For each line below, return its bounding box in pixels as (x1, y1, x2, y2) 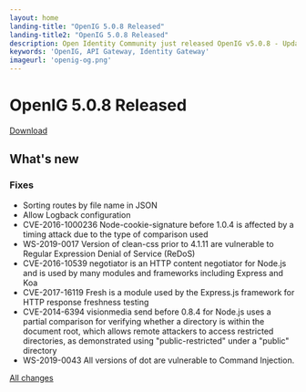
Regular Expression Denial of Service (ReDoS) (22, 248, 196, 259)
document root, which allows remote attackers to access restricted (22, 325, 274, 336)
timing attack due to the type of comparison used (22, 229, 209, 240)
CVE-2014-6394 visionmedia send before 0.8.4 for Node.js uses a (22, 306, 271, 317)
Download (9, 125, 48, 136)
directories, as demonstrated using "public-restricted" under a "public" (22, 335, 290, 346)
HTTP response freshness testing (22, 296, 149, 307)
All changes (9, 372, 54, 383)
